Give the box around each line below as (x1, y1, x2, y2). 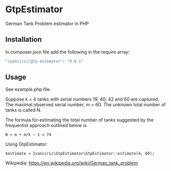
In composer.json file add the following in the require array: (5, 48, 130, 55)
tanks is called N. (5, 107, 42, 113)
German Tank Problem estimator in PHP (5, 20, 89, 27)
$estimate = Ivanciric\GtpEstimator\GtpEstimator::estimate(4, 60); (5, 151, 155, 156)
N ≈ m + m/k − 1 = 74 (5, 132, 52, 137)
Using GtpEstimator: (5, 141, 48, 148)
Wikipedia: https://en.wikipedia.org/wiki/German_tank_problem (5, 160, 138, 166)
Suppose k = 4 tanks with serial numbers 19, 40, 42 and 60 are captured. (5, 96, 160, 103)
